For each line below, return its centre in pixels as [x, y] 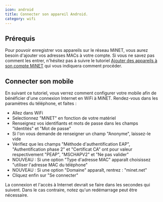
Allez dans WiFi [27, 113]
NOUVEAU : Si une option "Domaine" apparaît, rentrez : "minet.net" [80, 170]
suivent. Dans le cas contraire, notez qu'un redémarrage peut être [71, 190]
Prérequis [20, 38]
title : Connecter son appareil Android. [47, 14]
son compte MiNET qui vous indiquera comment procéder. [64, 66]
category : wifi [20, 19]
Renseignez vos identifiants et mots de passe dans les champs [75, 123]
